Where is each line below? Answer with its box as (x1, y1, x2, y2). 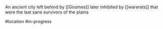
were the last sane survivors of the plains (5, 9, 89, 15)
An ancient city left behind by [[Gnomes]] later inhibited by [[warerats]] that (5, 4, 159, 10)
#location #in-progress (5, 19, 52, 24)
